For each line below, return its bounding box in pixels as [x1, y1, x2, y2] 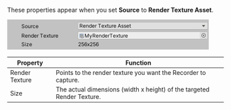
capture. [56, 76, 80, 84]
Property [16, 58, 43, 67]
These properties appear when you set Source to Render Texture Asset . [7, 6, 214, 14]
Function [125, 58, 151, 67]
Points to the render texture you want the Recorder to [56, 68, 206, 76]
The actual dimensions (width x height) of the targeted [56, 85, 210, 93]
